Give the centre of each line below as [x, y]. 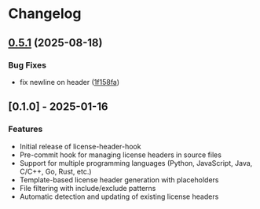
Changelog [45, 14]
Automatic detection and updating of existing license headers [119, 196]
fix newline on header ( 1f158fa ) [70, 82]
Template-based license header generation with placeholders [119, 180]
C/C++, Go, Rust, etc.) [55, 171]
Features [26, 129]
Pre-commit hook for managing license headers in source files [121, 155]
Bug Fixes [27, 65]
